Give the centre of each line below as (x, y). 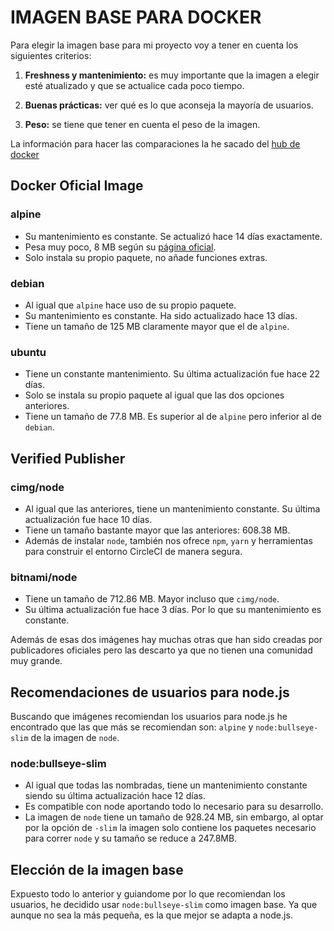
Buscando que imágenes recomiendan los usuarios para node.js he (149, 717)
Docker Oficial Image (77, 186)
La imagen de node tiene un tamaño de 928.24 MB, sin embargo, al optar (174, 817)
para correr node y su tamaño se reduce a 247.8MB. (131, 838)
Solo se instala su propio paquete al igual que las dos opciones (154, 395)
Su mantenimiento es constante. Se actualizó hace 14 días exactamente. (173, 236)
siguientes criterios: (51, 55)
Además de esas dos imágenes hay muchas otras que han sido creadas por (166, 640)
